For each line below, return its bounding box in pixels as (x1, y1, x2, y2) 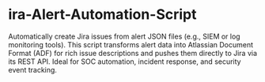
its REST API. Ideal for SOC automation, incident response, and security (8, 57, 241, 66)
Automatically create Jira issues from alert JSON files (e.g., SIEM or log (8, 32, 240, 41)
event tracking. (8, 65, 58, 74)
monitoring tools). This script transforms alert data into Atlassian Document (8, 39, 254, 49)
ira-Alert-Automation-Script (8, 6, 197, 24)
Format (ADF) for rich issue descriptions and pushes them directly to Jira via (8, 48, 258, 58)
